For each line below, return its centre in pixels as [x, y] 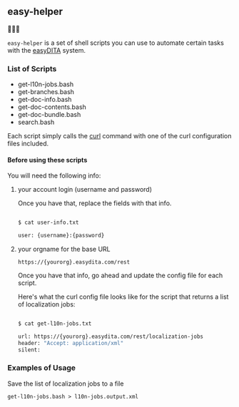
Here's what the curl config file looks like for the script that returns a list [123, 297]
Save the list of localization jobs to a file [66, 383]
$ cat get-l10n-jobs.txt [55, 324]
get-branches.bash [46, 92]
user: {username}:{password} [61, 236]
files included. [28, 144]
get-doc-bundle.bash [49, 115]
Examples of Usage [42, 368]
